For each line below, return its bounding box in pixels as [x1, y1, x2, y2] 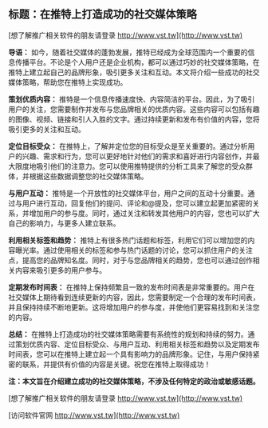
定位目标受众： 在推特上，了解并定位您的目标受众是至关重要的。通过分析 [8, 141, 248, 150]
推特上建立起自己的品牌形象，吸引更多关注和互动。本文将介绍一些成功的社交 [8, 67, 260, 77]
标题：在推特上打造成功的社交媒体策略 [8, 7, 197, 22]
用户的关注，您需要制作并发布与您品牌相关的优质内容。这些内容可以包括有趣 [8, 104, 260, 114]
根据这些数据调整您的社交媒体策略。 [29, 171, 148, 181]
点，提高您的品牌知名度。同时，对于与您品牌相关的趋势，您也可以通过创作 [8, 255, 253, 265]
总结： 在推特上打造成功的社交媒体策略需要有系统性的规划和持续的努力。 [8, 329, 248, 338]
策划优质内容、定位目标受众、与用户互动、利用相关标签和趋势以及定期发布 [14, 339, 260, 349]
